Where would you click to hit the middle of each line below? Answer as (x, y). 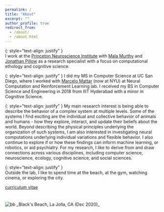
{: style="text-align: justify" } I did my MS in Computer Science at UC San (79, 76)
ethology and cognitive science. (37, 66)
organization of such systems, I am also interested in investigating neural (79, 132)
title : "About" (21, 14)
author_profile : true (27, 23)
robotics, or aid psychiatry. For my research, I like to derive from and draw (80, 148)
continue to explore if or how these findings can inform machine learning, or (82, 142)
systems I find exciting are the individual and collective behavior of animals (81, 116)
